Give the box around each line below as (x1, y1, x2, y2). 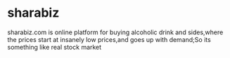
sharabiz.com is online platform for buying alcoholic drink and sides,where (7, 28, 224, 36)
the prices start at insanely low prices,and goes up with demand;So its (7, 35, 211, 43)
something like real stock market (7, 43, 102, 51)
